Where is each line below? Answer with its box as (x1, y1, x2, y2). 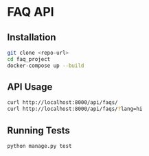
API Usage (7, 81, 53, 93)
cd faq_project (7, 55, 51, 62)
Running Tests (7, 125, 70, 136)
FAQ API (7, 4, 54, 20)
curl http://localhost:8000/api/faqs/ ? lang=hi (7, 105, 143, 113)
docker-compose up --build (7, 62, 84, 69)
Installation (7, 31, 56, 43)
